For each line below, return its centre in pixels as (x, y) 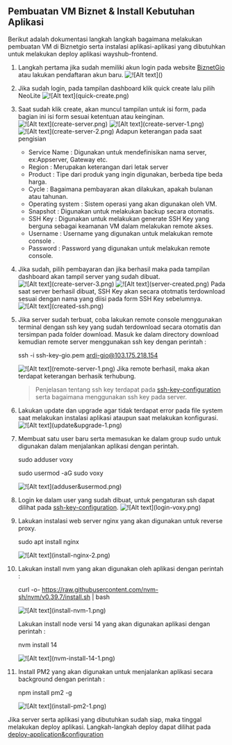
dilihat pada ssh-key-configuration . (68, 507)
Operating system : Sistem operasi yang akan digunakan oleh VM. (123, 204)
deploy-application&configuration (56, 734)
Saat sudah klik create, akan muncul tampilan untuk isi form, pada (112, 109)
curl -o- (29, 589)
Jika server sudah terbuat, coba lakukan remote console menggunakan (120, 319)
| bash (101, 597)
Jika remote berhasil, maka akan (163, 369)
